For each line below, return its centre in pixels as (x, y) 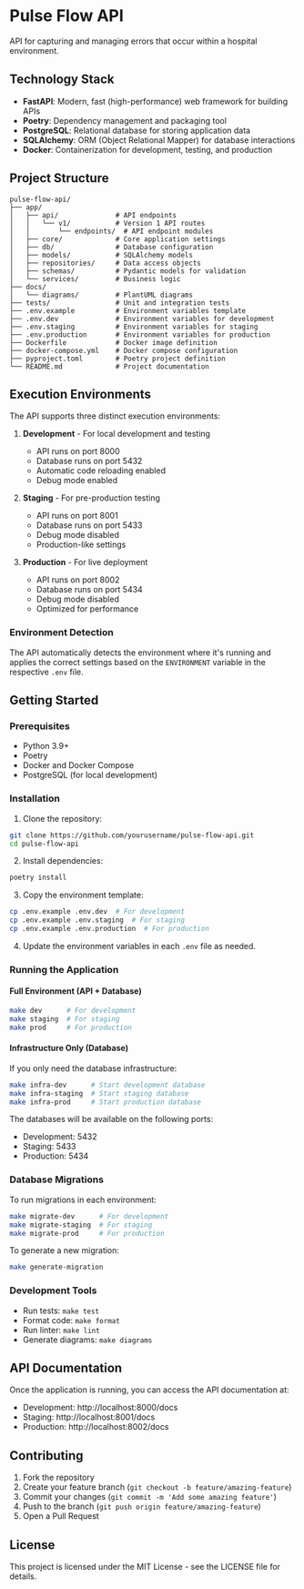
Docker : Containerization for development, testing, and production (147, 149)
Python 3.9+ (46, 746)
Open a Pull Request (61, 1516)
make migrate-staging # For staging (81, 1225)
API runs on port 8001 (77, 516)
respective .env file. (46, 672)
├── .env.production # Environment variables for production (140, 334)
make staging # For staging (65, 1019)
